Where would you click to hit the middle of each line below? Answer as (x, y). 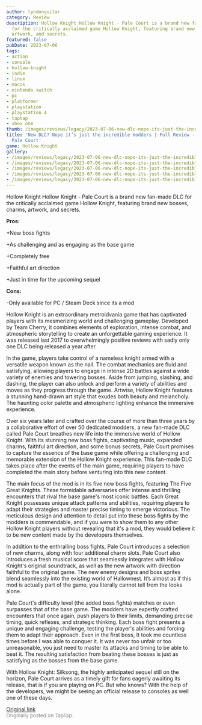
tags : (13, 51)
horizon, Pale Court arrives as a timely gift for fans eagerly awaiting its (93, 678)
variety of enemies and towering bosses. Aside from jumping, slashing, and (99, 377)
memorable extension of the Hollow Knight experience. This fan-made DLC (99, 459)
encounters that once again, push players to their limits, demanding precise (100, 615)
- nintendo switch (29, 90)
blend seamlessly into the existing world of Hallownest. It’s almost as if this (99, 578)
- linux (16, 79)
